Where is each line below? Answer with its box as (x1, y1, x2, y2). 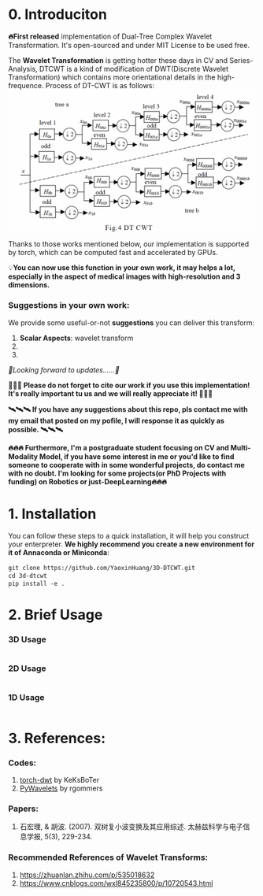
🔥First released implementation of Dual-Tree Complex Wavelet (8, 31, 213, 41)
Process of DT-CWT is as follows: (45, 80, 155, 90)
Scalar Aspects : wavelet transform (19, 333, 134, 342)
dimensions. (8, 280, 50, 290)
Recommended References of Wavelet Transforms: (8, 852, 209, 863)
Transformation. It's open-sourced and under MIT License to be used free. (8, 40, 250, 50)
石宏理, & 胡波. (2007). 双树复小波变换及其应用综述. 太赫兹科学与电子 (19, 822, 243, 831)
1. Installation (8, 505, 97, 523)
